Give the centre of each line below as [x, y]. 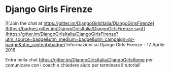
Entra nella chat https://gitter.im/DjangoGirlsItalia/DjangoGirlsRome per [79, 59]
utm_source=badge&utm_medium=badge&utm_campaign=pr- [70, 39]
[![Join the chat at [24, 23]
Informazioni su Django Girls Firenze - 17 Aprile [115, 44]
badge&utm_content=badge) [35, 44]
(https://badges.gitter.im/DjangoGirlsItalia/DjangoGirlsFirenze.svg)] [75, 28]
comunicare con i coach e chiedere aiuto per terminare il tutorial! [73, 65]
